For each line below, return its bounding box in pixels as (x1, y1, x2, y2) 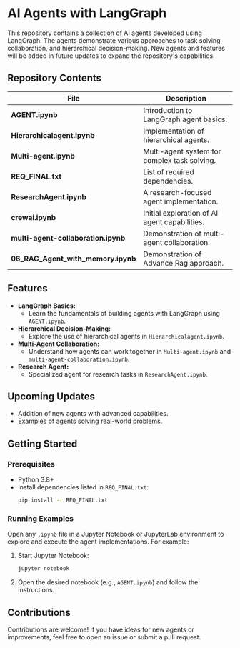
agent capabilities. (142, 216, 205, 226)
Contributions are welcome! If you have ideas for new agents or (7, 625, 195, 634)
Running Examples (7, 513, 74, 523)
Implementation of (142, 126, 205, 136)
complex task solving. (142, 155, 216, 165)
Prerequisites (7, 459, 55, 469)
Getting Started (7, 437, 78, 449)
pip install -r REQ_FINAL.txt (17, 497, 109, 504)
